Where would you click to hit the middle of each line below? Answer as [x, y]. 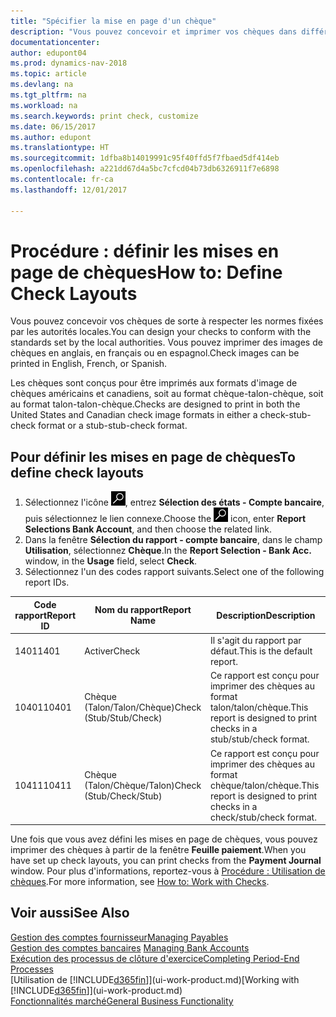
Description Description [266, 615]
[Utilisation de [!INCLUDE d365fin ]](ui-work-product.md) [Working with [155, 979]
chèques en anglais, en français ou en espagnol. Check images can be [155, 353]
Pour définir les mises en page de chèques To [153, 456]
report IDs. [47, 582]
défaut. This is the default [261, 651]
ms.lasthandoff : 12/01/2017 [69, 190]
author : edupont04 [48, 53]
